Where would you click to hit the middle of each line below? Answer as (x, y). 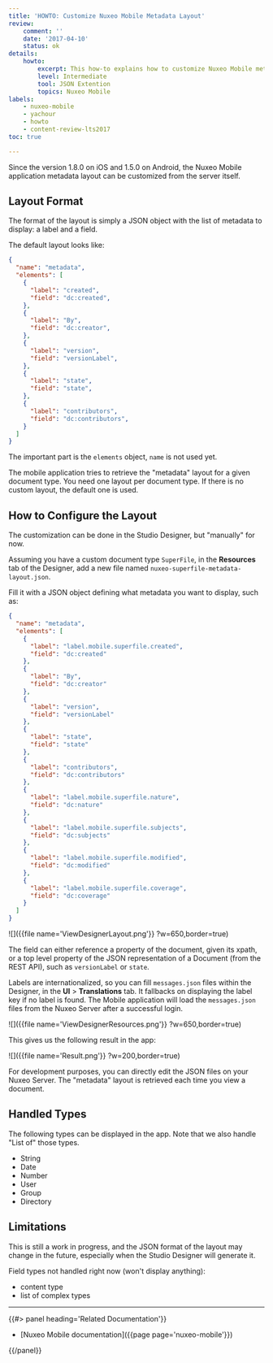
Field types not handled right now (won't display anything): (107, 1271)
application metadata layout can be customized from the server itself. (125, 176)
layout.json (28, 578)
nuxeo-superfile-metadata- (196, 569)
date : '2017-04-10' (56, 39)
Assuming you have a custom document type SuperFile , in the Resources (132, 560)
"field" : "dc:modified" (70, 866)
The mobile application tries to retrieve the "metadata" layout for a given (129, 473)
